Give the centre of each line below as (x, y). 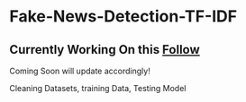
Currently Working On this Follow (105, 50)
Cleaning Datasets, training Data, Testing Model (98, 88)
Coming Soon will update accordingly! (80, 71)
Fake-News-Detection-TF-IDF (123, 17)
